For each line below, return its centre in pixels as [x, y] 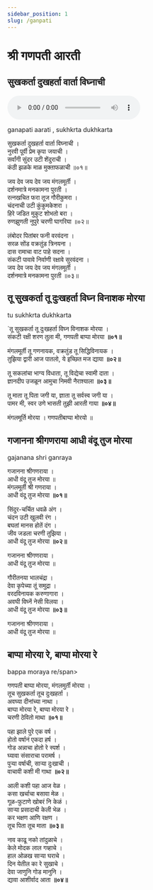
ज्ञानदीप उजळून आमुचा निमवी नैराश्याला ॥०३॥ [59, 381]
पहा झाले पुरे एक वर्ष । [32, 731]
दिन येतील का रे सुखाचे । [36, 864]
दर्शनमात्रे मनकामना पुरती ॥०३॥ [43, 275]
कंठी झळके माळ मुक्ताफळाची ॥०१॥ [47, 167]
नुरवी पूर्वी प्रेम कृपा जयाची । [38, 151]
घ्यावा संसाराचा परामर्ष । [34, 755]
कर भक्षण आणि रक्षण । [33, 818]
